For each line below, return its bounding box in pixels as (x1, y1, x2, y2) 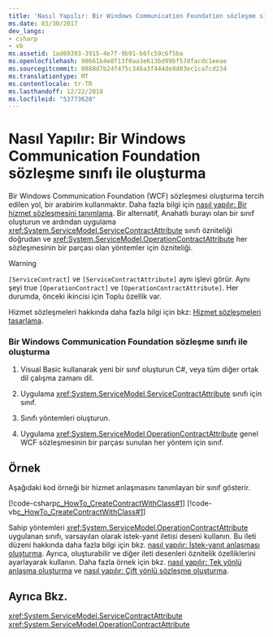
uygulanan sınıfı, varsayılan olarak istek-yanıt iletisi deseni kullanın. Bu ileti (8, 532, 257, 541)
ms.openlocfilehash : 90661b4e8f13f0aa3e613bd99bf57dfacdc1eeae (8, 58, 227, 66)
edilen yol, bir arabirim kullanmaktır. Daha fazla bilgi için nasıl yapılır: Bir (8, 200, 248, 209)
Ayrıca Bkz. (8, 589, 68, 603)
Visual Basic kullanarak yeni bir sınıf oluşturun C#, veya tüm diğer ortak (19, 364, 259, 374)
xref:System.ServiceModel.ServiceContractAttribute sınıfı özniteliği (8, 226, 233, 235)
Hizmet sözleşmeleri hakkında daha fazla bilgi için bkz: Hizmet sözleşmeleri (8, 308, 262, 317)
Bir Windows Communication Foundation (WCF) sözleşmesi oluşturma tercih (8, 192, 265, 201)
